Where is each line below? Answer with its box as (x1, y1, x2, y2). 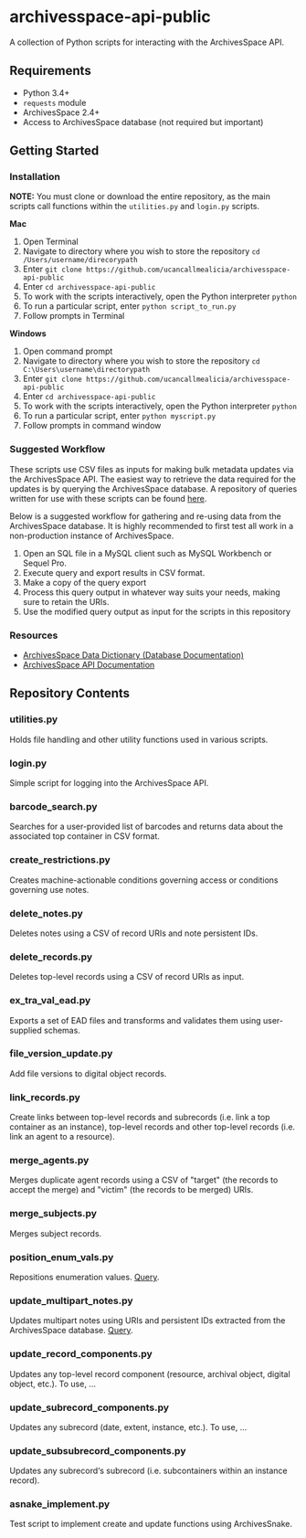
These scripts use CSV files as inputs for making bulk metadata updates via (9, 463, 294, 474)
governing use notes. (9, 884, 90, 895)
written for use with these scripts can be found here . (9, 493, 207, 504)
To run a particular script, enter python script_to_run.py (22, 301, 237, 312)
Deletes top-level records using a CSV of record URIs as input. (9, 971, 245, 982)
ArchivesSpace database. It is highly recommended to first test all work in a (9, 520, 294, 531)
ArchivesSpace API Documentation (22, 660, 155, 671)
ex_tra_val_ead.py (9, 994, 91, 1007)
